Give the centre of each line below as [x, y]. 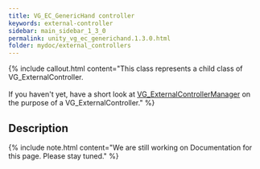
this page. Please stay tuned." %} [64, 156]
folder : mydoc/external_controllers [70, 46]
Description [38, 128]
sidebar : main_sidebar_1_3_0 [57, 31]
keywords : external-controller [61, 23]
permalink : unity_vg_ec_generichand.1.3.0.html [90, 38]
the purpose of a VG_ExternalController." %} [82, 103]
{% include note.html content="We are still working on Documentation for [130, 147]
